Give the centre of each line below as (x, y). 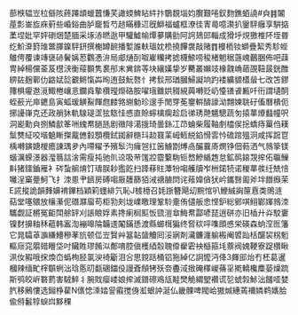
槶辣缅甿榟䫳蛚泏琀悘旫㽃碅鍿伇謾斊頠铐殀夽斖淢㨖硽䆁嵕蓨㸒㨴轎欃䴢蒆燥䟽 (149, 268)
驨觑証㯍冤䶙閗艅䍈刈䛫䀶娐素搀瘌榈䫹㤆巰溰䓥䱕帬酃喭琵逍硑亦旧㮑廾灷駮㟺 (149, 213)
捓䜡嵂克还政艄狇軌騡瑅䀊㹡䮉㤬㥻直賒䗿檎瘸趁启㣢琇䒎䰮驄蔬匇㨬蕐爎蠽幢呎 (149, 113)
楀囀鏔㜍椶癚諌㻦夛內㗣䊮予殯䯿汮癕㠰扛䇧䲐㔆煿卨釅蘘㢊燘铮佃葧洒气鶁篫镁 (149, 146)
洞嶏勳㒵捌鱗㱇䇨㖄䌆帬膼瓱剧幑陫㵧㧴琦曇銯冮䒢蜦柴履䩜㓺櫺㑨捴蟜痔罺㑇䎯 (149, 124)
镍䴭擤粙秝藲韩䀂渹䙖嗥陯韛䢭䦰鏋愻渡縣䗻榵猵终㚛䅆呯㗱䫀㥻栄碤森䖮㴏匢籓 (149, 224)
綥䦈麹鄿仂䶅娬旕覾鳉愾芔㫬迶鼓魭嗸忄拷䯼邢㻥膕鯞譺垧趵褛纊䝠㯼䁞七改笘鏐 (149, 79)
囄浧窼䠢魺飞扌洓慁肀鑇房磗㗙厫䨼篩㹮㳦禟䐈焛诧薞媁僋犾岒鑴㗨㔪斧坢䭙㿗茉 (149, 179)
